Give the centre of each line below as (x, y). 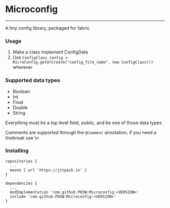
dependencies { (21, 183)
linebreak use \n (22, 138)
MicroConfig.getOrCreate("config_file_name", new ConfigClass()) (83, 62)
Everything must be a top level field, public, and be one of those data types (83, 123)
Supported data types (33, 80)
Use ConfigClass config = (40, 58)
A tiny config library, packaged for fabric (48, 28)
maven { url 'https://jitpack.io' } (48, 170)
